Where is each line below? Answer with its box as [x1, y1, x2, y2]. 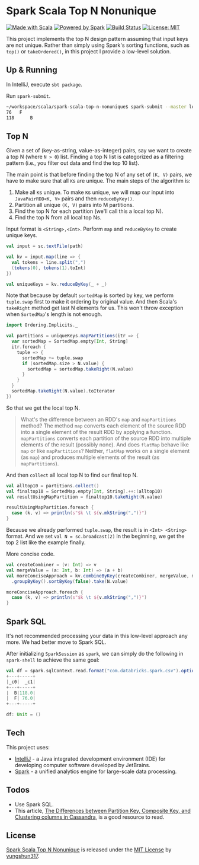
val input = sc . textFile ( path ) [6, 243, 84, 250]
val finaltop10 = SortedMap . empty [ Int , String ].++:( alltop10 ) [6, 488, 163, 494]
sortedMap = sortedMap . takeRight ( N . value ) [27, 366, 134, 372]
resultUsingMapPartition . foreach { [6, 505, 94, 510]
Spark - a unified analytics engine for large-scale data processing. [14, 768, 177, 775]
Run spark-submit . [6, 92, 51, 99]
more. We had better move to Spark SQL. [6, 639, 107, 646]
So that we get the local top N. [6, 404, 81, 411]
